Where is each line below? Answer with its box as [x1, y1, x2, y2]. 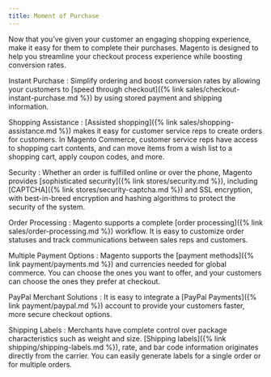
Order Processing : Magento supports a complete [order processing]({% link [8, 217, 264, 227]
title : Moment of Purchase [8, 11, 100, 20]
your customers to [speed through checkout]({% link [8, 84, 184, 94]
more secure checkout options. [8, 309, 112, 319]
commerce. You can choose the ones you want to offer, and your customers [8, 268, 262, 277]
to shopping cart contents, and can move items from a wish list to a [8, 143, 233, 152]
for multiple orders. [8, 359, 73, 369]
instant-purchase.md [8, 92, 78, 102]
